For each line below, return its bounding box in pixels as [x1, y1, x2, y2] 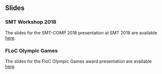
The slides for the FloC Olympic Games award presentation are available [5, 58, 152, 64]
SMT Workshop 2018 [5, 19, 57, 25]
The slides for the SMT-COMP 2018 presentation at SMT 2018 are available [5, 29, 158, 36]
